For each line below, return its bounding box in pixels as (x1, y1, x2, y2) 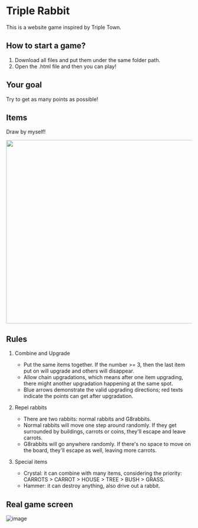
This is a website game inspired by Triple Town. (6, 24, 122, 31)
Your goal (6, 80, 42, 90)
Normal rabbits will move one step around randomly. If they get (23, 422, 177, 429)
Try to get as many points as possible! (6, 96, 98, 103)
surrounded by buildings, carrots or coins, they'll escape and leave (23, 428, 186, 435)
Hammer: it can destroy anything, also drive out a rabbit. (23, 483, 160, 490)
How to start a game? (6, 41, 86, 51)
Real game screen (6, 499, 74, 509)
